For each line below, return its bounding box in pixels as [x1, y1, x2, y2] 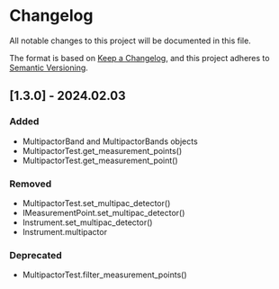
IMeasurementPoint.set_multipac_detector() [22, 207, 185, 218]
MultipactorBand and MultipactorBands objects [22, 136, 198, 147]
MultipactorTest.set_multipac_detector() [22, 197, 171, 208]
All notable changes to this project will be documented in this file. [9, 35, 252, 46]
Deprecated [9, 248, 63, 261]
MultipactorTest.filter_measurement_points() [22, 269, 187, 280]
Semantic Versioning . [9, 62, 88, 73]
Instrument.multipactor [22, 226, 108, 237]
